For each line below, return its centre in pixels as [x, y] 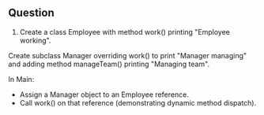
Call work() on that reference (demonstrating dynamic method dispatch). [138, 102]
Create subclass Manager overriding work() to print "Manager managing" [128, 55]
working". [35, 40]
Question [31, 13]
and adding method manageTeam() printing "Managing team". [109, 64]
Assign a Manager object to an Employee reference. [104, 95]
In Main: [21, 79]
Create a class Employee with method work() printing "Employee [125, 32]
